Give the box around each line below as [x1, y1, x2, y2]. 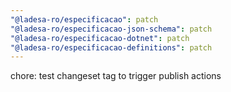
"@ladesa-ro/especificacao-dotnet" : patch [10, 33, 190, 43]
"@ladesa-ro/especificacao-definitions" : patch [10, 42, 213, 53]
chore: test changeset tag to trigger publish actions [10, 70, 222, 82]
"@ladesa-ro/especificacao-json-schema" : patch [10, 24, 213, 34]
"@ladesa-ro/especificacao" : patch [10, 14, 159, 25]
